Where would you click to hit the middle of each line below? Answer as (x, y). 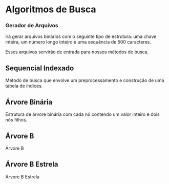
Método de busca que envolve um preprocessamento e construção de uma (85, 80)
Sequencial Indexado (40, 68)
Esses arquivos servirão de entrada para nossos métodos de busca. (77, 52)
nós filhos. (16, 120)
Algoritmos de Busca (51, 9)
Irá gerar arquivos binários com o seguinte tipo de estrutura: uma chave (81, 36)
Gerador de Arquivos (32, 26)
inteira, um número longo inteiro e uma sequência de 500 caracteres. (78, 42)
